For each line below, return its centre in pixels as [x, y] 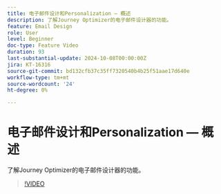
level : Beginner [30, 39]
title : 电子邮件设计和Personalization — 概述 [69, 13]
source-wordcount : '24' [41, 84]
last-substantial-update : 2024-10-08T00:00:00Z [77, 58]
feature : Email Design [40, 26]
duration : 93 [26, 52]
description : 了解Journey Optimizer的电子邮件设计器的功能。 [90, 20]
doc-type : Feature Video [43, 45]
